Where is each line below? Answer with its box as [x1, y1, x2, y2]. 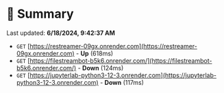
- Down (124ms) [77, 64, 124, 72]
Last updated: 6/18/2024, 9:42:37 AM [6, 29, 116, 37]
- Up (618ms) [75, 49, 114, 57]
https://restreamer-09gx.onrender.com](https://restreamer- [29, 42, 198, 50]
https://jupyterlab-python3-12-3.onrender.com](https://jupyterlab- [29, 71, 217, 79]
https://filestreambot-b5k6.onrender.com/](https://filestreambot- [29, 56, 212, 64]
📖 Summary [6, 6, 74, 22]
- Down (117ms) [99, 78, 145, 86]
